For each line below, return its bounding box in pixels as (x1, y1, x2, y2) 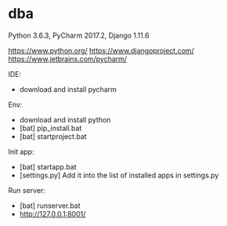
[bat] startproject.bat (19, 131, 88, 141)
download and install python (19, 115, 111, 124)
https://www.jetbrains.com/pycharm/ (8, 54, 128, 64)
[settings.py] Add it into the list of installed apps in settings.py (19, 170, 219, 180)
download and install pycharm (19, 84, 117, 94)
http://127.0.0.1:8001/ (19, 209, 86, 218)
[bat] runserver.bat (19, 201, 81, 210)
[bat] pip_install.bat (19, 123, 82, 133)
